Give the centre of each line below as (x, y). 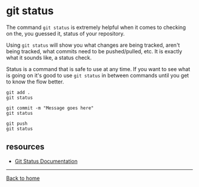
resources (25, 147)
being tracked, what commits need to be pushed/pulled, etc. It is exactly (94, 51)
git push (17, 123)
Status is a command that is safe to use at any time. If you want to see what (98, 69)
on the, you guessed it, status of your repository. (65, 33)
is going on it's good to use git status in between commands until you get (98, 75)
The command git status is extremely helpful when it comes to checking (96, 27)
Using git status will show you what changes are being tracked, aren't (93, 45)
